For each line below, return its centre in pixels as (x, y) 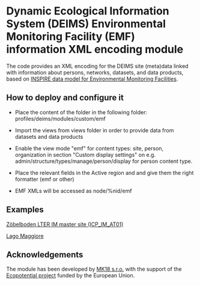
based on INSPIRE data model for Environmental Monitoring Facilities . (92, 79)
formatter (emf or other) (44, 179)
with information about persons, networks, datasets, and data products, (95, 72)
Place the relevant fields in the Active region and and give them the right (104, 173)
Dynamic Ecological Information (88, 11)
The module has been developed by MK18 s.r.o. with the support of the (94, 269)
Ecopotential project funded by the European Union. (71, 275)
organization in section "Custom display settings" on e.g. (85, 155)
